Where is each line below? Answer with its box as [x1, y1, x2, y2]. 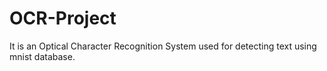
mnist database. [9, 50, 76, 62]
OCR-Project [9, 7, 117, 30]
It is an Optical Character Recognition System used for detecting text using [9, 40, 317, 52]
